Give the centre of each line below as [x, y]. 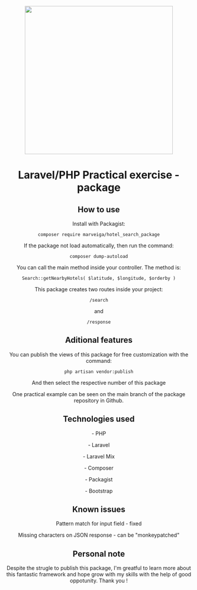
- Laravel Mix [99, 456]
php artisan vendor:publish [99, 371]
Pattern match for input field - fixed [99, 524]
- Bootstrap [99, 491]
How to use [99, 210]
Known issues [99, 510]
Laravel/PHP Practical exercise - [99, 175]
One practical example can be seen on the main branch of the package [99, 394]
